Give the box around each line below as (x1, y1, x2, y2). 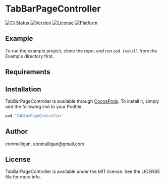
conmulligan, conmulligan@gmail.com (5, 141, 84, 147)
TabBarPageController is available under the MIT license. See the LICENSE (5, 168, 160, 174)
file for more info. (5, 174, 41, 180)
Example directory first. (5, 53, 54, 59)
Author (5, 127, 28, 136)
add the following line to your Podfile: (5, 103, 83, 109)
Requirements (5, 68, 50, 76)
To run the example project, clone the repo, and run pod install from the (5, 47, 157, 53)
